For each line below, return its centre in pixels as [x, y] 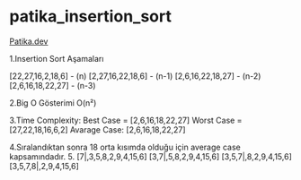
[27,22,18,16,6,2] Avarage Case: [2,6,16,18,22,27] [97, 129]
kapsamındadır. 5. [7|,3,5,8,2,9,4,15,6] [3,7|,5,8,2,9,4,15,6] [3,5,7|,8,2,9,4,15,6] [150, 156]
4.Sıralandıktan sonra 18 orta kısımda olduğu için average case [125, 147]
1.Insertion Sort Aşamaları [57, 58]
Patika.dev [29, 41]
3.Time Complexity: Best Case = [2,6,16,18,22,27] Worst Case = [126, 120]
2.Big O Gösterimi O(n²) [53, 103]
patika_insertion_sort [91, 17]
